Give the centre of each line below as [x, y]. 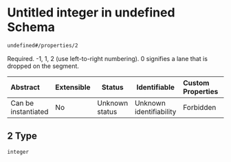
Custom [196, 82]
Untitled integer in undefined [91, 13]
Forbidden [200, 107]
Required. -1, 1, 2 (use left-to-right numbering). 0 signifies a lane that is [108, 58]
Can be [22, 103]
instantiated [30, 111]
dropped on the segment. [43, 66]
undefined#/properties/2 [43, 45]
